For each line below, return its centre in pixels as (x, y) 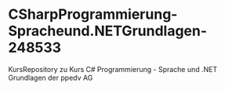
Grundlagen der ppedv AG (51, 77)
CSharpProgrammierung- (93, 14)
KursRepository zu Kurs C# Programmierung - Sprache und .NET (113, 69)
